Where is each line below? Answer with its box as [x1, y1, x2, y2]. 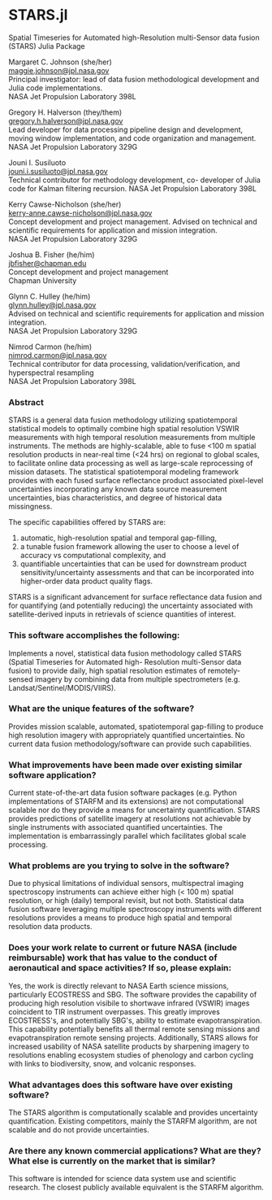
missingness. [8, 502, 53, 512]
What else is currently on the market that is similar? [8, 1155, 216, 1167]
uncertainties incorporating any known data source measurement [8, 484, 227, 494]
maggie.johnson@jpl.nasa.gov [8, 65, 110, 75]
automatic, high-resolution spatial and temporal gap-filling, [19, 533, 218, 543]
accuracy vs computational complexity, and [19, 551, 166, 561]
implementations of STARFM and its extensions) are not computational [8, 796, 244, 806]
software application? [8, 769, 97, 780]
